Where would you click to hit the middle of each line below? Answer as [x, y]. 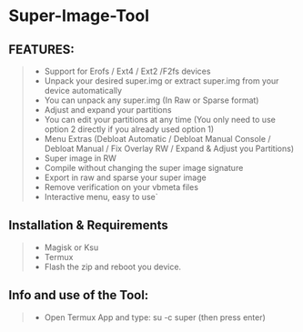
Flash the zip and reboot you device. [113, 267]
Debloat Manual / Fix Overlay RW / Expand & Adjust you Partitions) [169, 148]
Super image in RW [81, 158]
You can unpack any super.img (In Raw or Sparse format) [151, 100]
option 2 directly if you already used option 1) [129, 129]
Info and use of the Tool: [79, 295]
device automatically [83, 91]
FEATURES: [41, 50]
